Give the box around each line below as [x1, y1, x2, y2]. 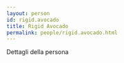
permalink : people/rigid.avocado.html [6, 29, 118, 36]
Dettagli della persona [6, 48, 69, 56]
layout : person [6, 10, 50, 17]
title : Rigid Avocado [6, 23, 69, 29]
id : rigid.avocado [6, 16, 59, 23]
